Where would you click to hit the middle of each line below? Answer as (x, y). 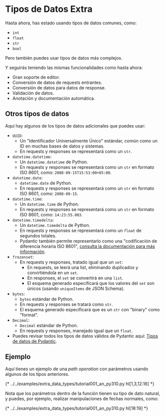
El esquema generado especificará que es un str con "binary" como (90, 309)
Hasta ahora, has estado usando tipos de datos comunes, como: (71, 23)
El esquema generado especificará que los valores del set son (91, 283)
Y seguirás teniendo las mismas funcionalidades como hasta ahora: (74, 68)
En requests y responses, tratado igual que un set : (71, 262)
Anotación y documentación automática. (54, 98)
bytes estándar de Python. (47, 299)
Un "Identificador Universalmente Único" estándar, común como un (88, 140)
